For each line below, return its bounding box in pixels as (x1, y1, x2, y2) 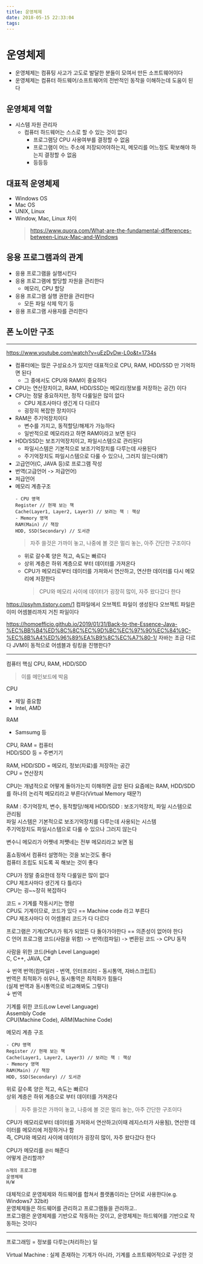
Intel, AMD (14, 704, 42, 711)
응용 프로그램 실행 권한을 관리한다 (14, 292, 95, 300)
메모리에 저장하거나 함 (22, 1126, 74, 1133)
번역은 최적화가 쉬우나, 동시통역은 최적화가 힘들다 (6, 975, 123, 982)
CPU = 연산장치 (6, 769, 44, 777)
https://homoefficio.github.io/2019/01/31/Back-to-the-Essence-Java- (6, 620, 178, 627)
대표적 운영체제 (6, 178, 60, 188)
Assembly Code (6, 1009, 47, 1017)
